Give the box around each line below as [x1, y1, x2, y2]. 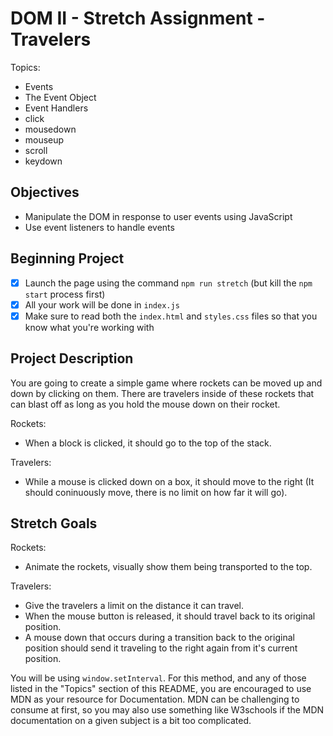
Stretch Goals [10, 515, 98, 532]
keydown [24, 155, 63, 167]
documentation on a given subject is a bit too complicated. [10, 715, 252, 727]
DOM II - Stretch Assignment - [10, 7, 266, 30]
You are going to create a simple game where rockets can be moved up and [10, 377, 323, 389]
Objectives [10, 184, 80, 201]
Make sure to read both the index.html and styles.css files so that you [24, 310, 318, 322]
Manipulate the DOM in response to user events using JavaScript [24, 210, 293, 222]
